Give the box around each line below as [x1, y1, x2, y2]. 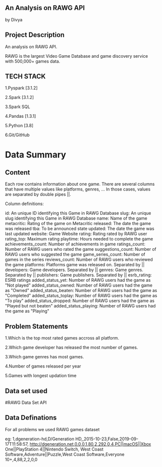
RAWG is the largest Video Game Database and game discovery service [5, 53, 148, 59]
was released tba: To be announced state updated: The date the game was [5, 225, 155, 232]
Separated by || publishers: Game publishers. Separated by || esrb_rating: [5, 272, 152, 278]
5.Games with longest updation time [5, 373, 77, 379]
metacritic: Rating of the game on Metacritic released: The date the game [5, 221, 151, 226]
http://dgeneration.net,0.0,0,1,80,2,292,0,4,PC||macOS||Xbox [29, 441, 151, 447]
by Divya [5, 16, 23, 22]
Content [5, 168, 30, 177]
